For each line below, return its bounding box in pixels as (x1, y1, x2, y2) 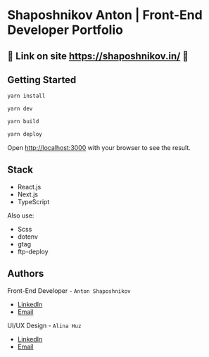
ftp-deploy (17, 247, 49, 256)
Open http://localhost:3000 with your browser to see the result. (7, 143, 191, 151)
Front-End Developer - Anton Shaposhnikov (7, 286, 132, 295)
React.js (17, 182, 42, 191)
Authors (7, 268, 44, 280)
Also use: (7, 211, 34, 220)
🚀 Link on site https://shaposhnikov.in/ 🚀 (7, 50, 189, 62)
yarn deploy (7, 131, 42, 138)
